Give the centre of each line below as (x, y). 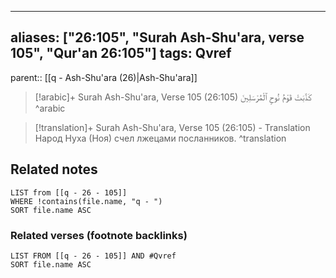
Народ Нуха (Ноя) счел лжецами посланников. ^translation (160, 138)
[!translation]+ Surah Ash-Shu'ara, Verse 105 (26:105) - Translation (172, 127)
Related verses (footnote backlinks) (99, 235)
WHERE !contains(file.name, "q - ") (86, 201)
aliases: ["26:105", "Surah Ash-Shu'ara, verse (157, 37)
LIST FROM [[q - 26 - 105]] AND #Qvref (93, 256)
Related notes (54, 169)
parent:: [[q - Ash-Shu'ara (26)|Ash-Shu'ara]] (104, 77)
